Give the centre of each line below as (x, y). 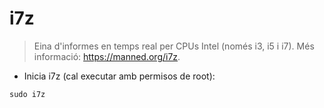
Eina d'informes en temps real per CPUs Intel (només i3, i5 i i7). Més (174, 46)
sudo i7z (27, 94)
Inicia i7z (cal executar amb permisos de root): (119, 76)
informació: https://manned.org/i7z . (107, 56)
